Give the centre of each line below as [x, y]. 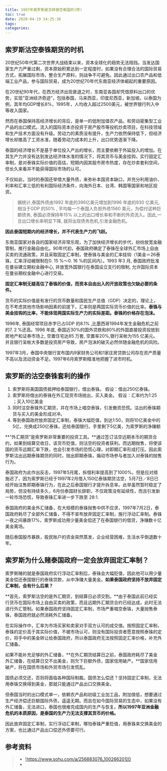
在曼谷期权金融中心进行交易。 [36, 273]
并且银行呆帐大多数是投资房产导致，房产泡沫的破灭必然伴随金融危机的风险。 [83, 342]
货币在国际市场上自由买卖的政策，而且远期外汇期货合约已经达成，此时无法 [85, 602]
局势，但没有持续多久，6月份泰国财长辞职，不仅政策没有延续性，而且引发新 [83, 491]
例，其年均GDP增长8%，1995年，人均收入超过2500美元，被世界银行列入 [80, 104]
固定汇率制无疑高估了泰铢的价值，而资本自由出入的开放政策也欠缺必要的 [79, 283]
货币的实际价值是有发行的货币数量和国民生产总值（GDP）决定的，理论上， [82, 300]
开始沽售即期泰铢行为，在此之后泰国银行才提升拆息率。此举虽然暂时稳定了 [85, 485]
